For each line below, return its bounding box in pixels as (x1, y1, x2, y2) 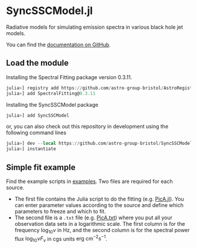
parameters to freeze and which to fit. (14, 208, 106, 215)
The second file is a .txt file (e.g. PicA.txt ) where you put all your (14, 214, 173, 221)
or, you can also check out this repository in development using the (6, 123, 169, 130)
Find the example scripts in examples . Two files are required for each (6, 178, 173, 185)
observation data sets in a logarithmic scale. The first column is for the (14, 220, 185, 227)
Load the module (6, 58, 69, 68)
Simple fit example (6, 162, 76, 172)
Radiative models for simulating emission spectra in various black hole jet (6, 23, 184, 30)
